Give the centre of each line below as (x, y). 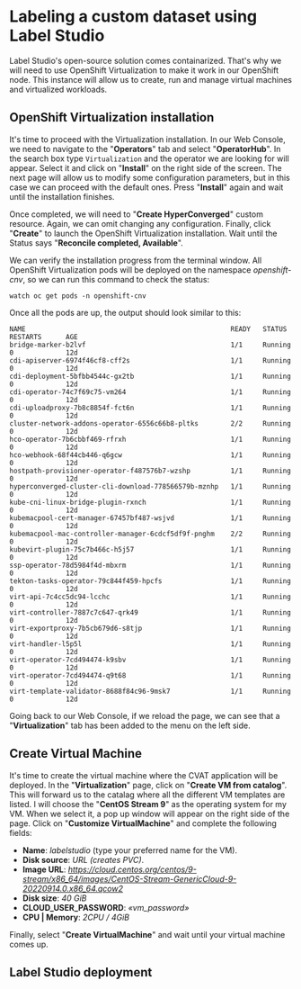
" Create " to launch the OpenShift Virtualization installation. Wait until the (143, 233)
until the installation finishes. (62, 196)
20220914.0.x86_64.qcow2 (73, 888)
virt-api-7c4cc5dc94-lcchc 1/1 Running (150, 597)
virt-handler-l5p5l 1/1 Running (150, 644)
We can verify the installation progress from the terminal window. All (136, 260)
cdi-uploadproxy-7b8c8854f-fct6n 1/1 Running (150, 408)
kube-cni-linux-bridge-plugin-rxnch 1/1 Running (150, 502)
